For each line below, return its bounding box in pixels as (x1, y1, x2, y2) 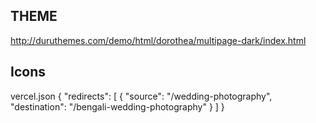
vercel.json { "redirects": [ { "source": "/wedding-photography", (10, 90, 273, 102)
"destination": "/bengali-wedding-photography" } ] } (10, 100, 225, 113)
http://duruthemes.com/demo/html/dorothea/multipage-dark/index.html (10, 34, 307, 46)
